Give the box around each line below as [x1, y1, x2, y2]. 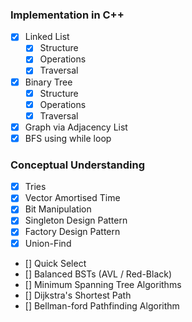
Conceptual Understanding [10, 158, 146, 172]
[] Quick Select [24, 257, 87, 269]
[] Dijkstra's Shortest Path [24, 289, 132, 301]
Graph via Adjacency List [24, 121, 128, 133]
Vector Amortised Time [24, 192, 121, 204]
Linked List [24, 31, 70, 43]
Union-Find [24, 237, 72, 249]
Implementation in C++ [10, 8, 125, 22]
